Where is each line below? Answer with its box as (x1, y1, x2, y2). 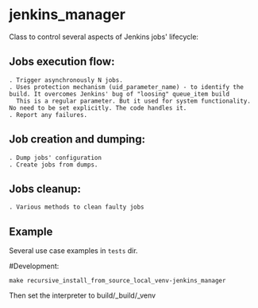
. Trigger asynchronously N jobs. (9, 76, 124, 84)
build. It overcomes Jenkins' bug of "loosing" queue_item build (9, 90, 229, 98)
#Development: (9, 261, 60, 271)
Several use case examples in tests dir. (9, 246, 138, 255)
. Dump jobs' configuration (9, 154, 102, 162)
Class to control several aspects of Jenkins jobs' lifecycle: (9, 32, 199, 41)
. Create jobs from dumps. (9, 161, 98, 169)
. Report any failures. (9, 111, 88, 119)
